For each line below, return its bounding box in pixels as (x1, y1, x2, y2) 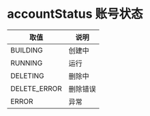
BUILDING (10, 45, 43, 55)
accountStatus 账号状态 (7, 6, 143, 22)
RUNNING (10, 58, 43, 68)
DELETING (10, 71, 44, 81)
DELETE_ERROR (10, 83, 63, 93)
